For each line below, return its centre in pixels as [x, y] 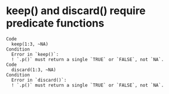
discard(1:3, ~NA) [34, 70]
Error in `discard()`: [39, 80]
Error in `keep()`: [35, 54]
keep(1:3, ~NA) [30, 44]
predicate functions [55, 23]
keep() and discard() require [76, 11]
